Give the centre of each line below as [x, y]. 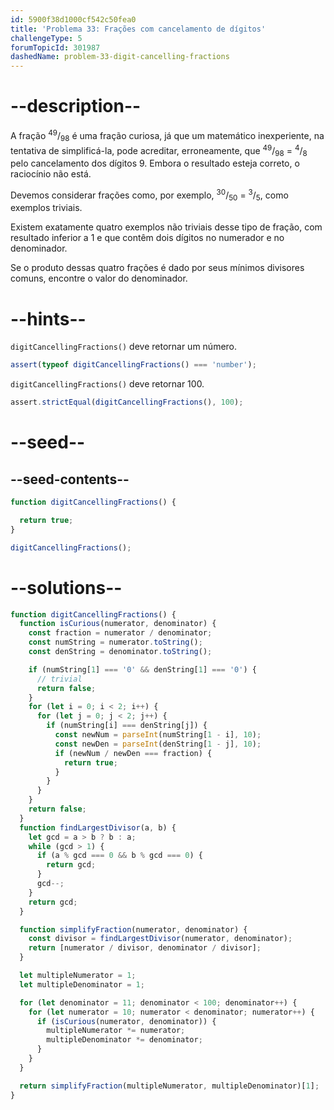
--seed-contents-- [70, 479]
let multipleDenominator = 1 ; [82, 984]
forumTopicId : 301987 [55, 47]
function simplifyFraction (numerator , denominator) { [133, 929]
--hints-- [48, 318]
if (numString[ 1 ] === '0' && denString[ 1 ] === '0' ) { [142, 669]
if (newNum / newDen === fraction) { [133, 753]
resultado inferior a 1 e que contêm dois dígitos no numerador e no [147, 238]
